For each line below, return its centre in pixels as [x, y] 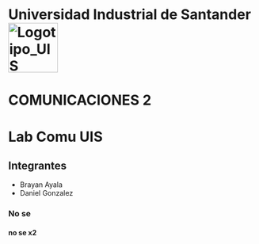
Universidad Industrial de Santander [130, 15]
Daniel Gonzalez [46, 193]
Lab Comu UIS [55, 137]
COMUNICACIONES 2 [80, 100]
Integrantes [38, 165]
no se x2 [23, 232]
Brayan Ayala [41, 185]
